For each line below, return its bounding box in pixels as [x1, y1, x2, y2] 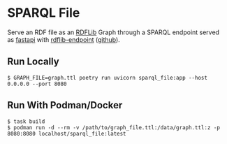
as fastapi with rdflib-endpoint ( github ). [7, 35, 120, 43]
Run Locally [7, 56, 59, 68]
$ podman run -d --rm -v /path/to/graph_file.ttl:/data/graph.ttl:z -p [7, 124, 220, 131]
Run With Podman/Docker [7, 99, 123, 111]
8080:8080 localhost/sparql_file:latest [7, 130, 127, 137]
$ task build [7, 117, 45, 125]
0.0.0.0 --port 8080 [7, 80, 68, 87]
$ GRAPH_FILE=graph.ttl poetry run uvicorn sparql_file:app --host [7, 74, 208, 81]
